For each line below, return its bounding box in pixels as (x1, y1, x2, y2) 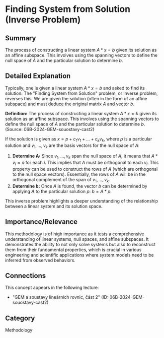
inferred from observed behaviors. (5, 257, 76, 263)
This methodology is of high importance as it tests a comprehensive (5, 231, 144, 237)
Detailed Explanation (5, 72, 71, 80)
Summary (5, 34, 36, 42)
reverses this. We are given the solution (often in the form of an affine (5, 95, 148, 101)
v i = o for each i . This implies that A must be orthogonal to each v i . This (12, 160, 159, 167)
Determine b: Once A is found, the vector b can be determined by (12, 183, 148, 189)
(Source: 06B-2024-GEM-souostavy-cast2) (5, 126, 95, 132)
